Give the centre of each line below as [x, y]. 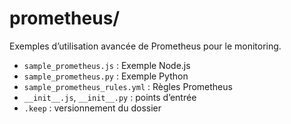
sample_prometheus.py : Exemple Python [106, 76]
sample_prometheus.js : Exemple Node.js [107, 65]
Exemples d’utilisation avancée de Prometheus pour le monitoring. [145, 46]
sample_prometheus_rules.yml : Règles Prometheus [128, 86]
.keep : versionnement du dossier [92, 108]
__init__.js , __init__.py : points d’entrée [110, 97]
